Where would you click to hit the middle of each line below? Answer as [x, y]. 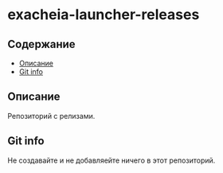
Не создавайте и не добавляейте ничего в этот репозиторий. [111, 160]
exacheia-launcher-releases [104, 15]
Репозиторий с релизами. [51, 116]
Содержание [42, 44]
